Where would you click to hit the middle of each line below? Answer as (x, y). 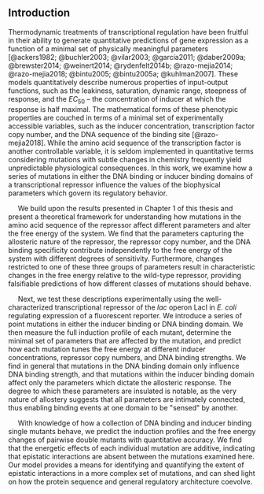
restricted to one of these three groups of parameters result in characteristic (132, 266)
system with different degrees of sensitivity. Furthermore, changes (116, 258)
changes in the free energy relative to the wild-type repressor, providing (125, 275)
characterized (31, 307)
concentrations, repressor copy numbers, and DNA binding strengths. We (127, 357)
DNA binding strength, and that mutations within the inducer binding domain (131, 374)
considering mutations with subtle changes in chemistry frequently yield (125, 159)
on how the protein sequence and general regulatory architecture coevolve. (130, 481)
